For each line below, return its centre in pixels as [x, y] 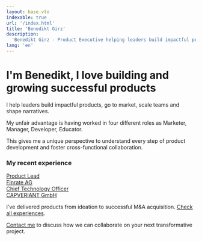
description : [23, 34]
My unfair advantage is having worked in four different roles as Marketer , [96, 123]
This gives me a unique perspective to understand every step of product [96, 141]
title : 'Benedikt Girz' [36, 29]
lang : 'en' [20, 46]
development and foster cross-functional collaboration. [75, 147]
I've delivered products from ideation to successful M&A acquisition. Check [100, 207]
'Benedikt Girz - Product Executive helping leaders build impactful [100, 40]
